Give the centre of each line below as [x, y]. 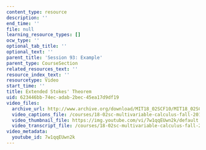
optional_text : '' [30, 52]
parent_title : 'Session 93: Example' [55, 58]
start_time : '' [26, 86]
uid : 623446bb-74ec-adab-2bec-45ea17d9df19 [63, 97]
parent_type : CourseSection [42, 63]
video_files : [23, 103]
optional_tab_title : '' [37, 47]
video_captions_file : [40, 114]
